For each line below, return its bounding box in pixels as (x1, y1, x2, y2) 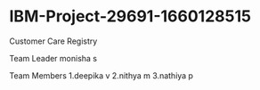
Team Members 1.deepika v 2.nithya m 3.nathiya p (9, 70, 194, 81)
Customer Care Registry (9, 36, 98, 46)
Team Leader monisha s (9, 53, 98, 63)
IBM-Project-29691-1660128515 (9, 6, 252, 27)
